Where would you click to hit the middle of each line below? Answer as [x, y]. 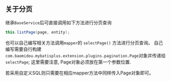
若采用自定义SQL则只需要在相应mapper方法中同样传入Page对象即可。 [80, 73]
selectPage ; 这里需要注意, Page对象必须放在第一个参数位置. [68, 62]
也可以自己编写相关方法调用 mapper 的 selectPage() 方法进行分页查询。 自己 [84, 43]
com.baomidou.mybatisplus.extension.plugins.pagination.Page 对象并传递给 [85, 55]
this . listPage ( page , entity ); [38, 32]
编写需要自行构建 [23, 49]
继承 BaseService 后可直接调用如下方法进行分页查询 [59, 23]
